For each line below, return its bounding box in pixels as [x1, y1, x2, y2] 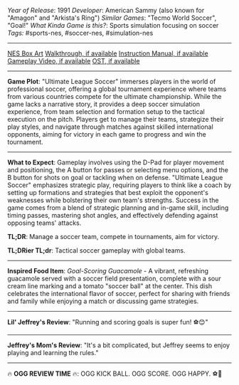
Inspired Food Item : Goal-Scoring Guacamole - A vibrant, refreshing [7, 267, 208, 275]
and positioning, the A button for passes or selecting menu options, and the [7, 166, 229, 174]
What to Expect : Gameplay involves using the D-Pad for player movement [7, 158, 225, 167]
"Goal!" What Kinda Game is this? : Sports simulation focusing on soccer [7, 21, 219, 29]
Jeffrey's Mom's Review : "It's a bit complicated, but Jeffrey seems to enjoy [7, 341, 230, 349]
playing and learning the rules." [7, 349, 99, 357]
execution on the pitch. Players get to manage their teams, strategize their [7, 115, 224, 123]
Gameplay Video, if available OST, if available [7, 57, 140, 65]
